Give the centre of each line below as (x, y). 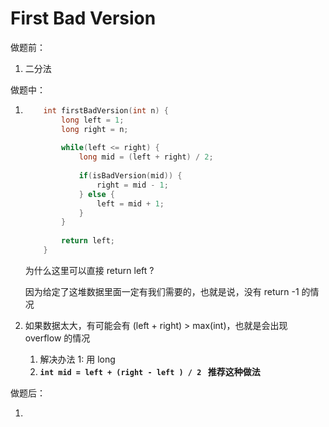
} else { (97, 194)
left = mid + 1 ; (130, 203)
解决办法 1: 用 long (77, 359)
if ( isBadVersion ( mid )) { (130, 176)
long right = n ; (95, 129)
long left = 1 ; (93, 120)
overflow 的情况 (57, 338)
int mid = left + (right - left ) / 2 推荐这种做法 (150, 371)
